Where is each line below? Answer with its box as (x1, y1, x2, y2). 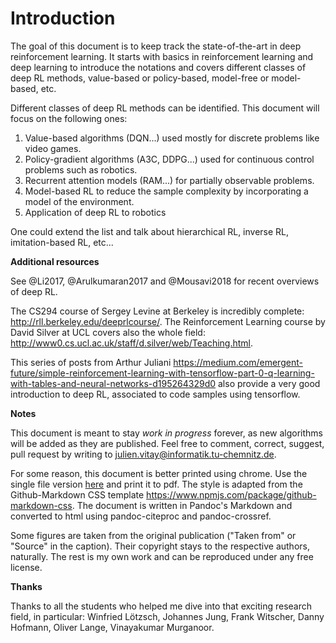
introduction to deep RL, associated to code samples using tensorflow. (10, 388, 301, 400)
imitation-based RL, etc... (10, 236, 114, 248)
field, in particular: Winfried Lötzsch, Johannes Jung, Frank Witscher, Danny (10, 610, 325, 622)
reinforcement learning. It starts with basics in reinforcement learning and (10, 50, 314, 62)
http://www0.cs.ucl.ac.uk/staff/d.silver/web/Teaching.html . (10, 337, 254, 349)
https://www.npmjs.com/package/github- (146, 488, 317, 501)
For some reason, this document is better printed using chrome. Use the (10, 467, 308, 479)
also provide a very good (217, 377, 321, 389)
